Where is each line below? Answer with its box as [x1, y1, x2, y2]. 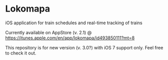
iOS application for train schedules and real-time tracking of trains [5, 20, 143, 26]
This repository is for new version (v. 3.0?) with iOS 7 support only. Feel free [5, 44, 163, 50]
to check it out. [5, 50, 37, 56]
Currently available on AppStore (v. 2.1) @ [5, 29, 92, 35]
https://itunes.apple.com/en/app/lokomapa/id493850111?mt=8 [5, 35, 135, 41]
